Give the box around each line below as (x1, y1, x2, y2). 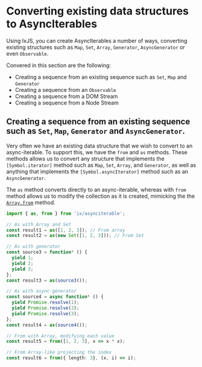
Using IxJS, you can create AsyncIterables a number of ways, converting (6, 37, 188, 44)
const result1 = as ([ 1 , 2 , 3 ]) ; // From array (6, 227, 125, 233)
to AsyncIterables (6, 17, 98, 31)
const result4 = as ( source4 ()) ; (6, 322, 87, 328)
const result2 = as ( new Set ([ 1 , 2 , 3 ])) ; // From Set (6, 233, 145, 239)
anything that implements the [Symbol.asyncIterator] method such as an (6, 167, 189, 175)
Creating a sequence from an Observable (14, 86, 116, 93)
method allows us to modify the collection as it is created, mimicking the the (6, 192, 195, 200)
